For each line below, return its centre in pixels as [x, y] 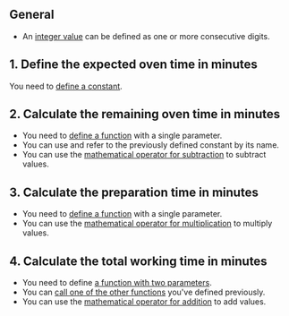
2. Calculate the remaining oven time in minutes [145, 114]
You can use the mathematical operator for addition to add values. [144, 302]
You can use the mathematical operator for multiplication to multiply [147, 224]
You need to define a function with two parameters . [117, 283]
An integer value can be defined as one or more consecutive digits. [146, 36]
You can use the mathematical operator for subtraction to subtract [144, 155]
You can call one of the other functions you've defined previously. [144, 292]
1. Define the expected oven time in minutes [133, 65]
